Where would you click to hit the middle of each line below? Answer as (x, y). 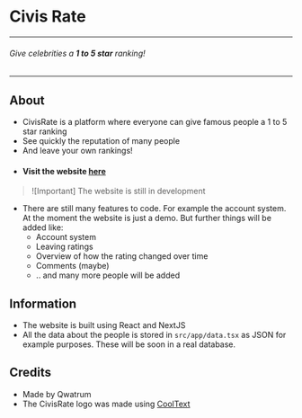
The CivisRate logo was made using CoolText (106, 404)
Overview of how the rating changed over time (122, 256)
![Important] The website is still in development (118, 191)
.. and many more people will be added (108, 275)
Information (43, 303)
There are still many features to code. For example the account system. (154, 209)
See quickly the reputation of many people (101, 140)
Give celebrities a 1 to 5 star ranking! (77, 53)
